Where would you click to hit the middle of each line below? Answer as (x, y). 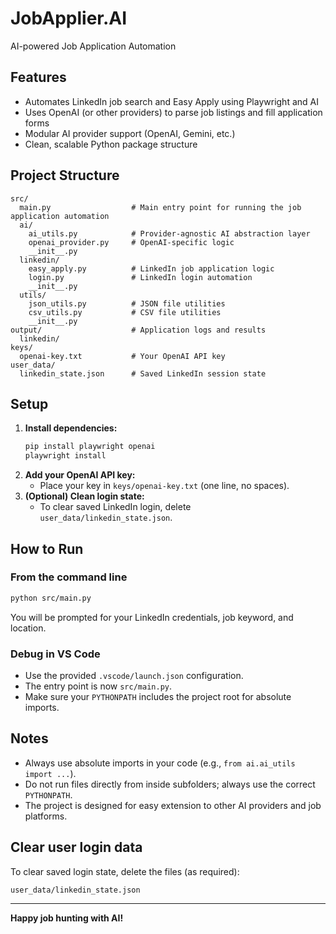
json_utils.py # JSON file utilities (127, 303)
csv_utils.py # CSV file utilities (125, 312)
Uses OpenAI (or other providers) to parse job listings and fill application (173, 112)
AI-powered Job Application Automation (93, 46)
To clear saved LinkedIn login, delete (115, 507)
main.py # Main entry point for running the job (160, 207)
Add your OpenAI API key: (80, 475)
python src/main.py (51, 598)
